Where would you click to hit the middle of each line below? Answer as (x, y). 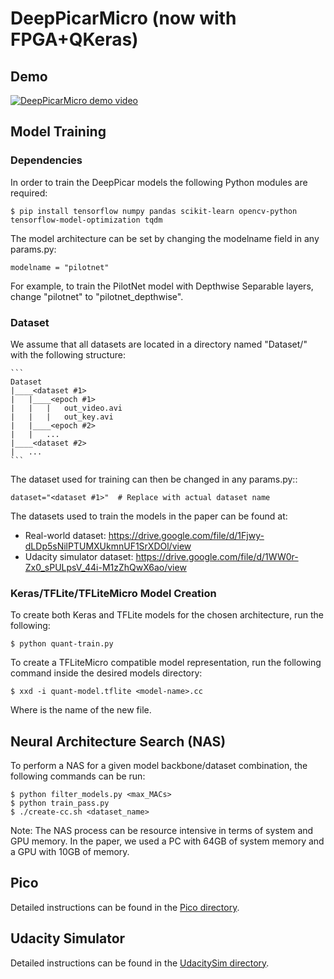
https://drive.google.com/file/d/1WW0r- (217, 556)
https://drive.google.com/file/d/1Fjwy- (186, 535)
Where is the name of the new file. (81, 710)
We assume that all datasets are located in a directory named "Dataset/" (159, 344)
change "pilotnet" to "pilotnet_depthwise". (97, 296)
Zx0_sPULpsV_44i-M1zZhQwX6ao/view (105, 567)
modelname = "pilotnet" (60, 267)
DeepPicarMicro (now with (123, 18)
